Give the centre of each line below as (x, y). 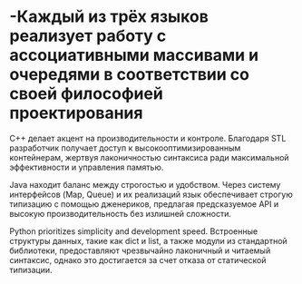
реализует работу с (88, 36)
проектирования (76, 113)
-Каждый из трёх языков (109, 17)
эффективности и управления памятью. (87, 167)
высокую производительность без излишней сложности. (120, 213)
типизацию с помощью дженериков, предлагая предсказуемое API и (144, 204)
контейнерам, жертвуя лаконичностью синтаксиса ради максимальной (149, 157)
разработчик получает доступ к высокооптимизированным (125, 148)
